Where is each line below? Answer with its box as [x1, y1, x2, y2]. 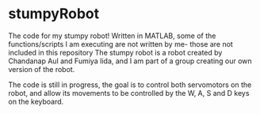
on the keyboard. [8, 97, 64, 106]
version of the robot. [8, 64, 75, 74]
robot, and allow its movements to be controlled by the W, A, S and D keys [8, 88, 250, 97]
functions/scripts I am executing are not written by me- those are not [8, 39, 234, 48]
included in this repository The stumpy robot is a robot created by [8, 47, 223, 57]
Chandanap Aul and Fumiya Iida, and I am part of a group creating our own [8, 56, 252, 66]
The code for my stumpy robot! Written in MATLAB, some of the [8, 31, 216, 40]
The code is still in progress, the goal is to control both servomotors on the [8, 80, 252, 89]
